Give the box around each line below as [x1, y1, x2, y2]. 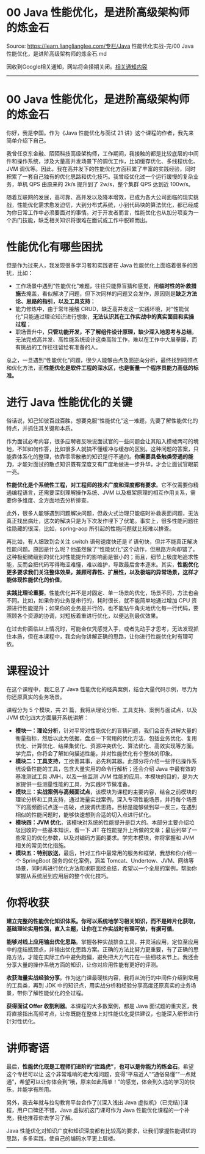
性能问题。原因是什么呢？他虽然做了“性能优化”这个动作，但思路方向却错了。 [6, 545, 198, 553]
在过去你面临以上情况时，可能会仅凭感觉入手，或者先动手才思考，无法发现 [6, 625, 193, 632]
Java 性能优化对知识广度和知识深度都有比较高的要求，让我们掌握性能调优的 [6, 1127, 196, 1134]
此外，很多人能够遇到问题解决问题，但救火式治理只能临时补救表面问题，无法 [6, 509, 199, 517]
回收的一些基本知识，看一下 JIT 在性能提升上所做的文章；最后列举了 [20, 826, 192, 833]
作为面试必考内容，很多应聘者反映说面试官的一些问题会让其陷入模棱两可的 [6, 437, 193, 444]
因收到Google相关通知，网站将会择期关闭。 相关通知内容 [6, 62, 148, 70]
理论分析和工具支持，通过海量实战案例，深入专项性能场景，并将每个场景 [15, 795, 197, 803]
